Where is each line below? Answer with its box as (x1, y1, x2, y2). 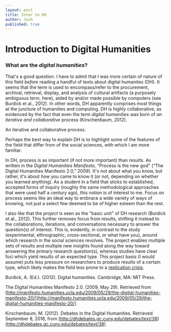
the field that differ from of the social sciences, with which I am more (5, 142, 150, 148)
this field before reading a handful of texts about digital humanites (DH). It (5, 78, 160, 85)
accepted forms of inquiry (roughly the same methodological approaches (5, 184, 159, 190)
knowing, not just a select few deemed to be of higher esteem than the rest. (5, 200, 164, 206)
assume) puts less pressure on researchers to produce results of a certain (5, 259, 161, 265)
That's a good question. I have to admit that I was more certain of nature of (5, 73, 163, 79)
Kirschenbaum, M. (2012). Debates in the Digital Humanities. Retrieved (5, 310, 153, 316)
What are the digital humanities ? (5, 62, 88, 69)
